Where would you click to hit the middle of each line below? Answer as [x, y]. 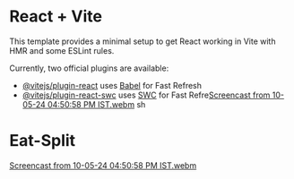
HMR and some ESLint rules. [62, 50]
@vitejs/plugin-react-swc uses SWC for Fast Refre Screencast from [146, 95]
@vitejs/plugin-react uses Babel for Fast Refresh [112, 85]
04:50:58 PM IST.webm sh [97, 104]
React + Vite [56, 17]
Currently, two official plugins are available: [89, 68]
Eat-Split [43, 141]
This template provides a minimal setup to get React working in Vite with [143, 41]
